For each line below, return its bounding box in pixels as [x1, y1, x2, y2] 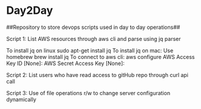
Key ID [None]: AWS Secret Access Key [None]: [6, 60, 125, 67]
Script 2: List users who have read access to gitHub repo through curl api [6, 71, 189, 78]
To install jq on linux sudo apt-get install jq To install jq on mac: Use [6, 46, 174, 54]
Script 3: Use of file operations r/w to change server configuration [6, 89, 171, 96]
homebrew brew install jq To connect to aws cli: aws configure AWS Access [6, 53, 195, 60]
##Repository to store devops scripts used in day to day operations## [6, 23, 180, 31]
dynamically [6, 96, 37, 103]
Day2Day [6, 4, 53, 17]
